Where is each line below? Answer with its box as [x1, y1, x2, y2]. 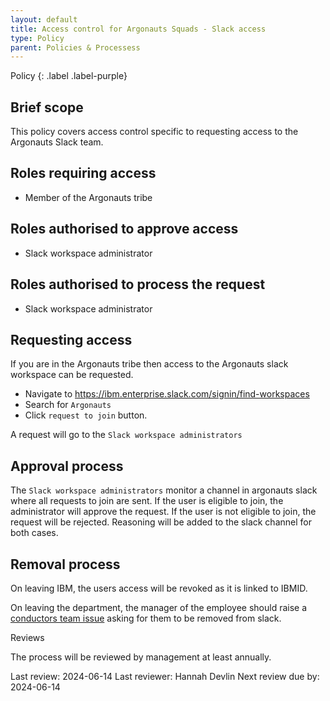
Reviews [10, 631, 45, 643]
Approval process [10, 457, 124, 475]
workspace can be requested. [10, 369, 134, 381]
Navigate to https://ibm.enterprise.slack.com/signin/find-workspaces [24, 388, 310, 400]
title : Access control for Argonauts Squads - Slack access [10, 24, 267, 34]
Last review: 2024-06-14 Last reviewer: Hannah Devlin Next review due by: [10, 670, 320, 682]
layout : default [10, 14, 78, 25]
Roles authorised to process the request [10, 276, 266, 293]
